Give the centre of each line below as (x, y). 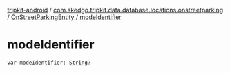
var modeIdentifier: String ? (49, 63)
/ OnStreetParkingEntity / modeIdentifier (65, 17)
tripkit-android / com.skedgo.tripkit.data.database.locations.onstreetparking (115, 10)
